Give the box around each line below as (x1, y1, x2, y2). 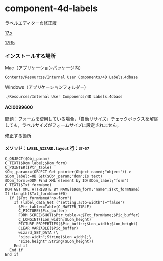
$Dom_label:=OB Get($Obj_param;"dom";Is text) (5, 174, 103, 179)
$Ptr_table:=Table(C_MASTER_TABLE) (18, 204, 92, 209)
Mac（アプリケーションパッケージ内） (5, 65, 83, 71)
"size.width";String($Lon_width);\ (18, 234, 92, 239)
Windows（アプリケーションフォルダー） (5, 84, 89, 90)
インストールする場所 (5, 52, 56, 59)
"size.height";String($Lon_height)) (18, 239, 94, 244)
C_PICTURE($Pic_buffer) (18, 209, 68, 213)
